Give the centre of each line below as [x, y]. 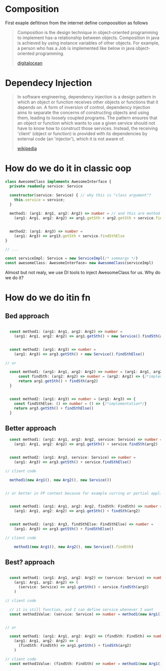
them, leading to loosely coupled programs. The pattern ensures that [87, 118]
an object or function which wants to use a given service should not [86, 123]
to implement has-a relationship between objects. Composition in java [88, 38]
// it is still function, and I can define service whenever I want [82, 610]
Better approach [31, 428]
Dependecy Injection [49, 83]
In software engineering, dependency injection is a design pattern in [87, 96]
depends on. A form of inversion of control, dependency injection [84, 107]
